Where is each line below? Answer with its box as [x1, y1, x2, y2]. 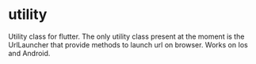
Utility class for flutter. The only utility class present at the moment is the [8, 32, 245, 41]
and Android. [8, 48, 51, 58]
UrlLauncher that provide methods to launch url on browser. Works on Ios [8, 40, 248, 49]
